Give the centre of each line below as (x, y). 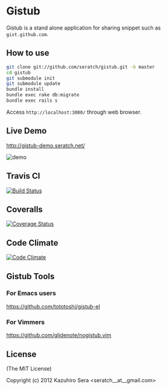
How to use (28, 53)
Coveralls (25, 209)
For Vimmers (26, 322)
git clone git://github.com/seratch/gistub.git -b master (80, 67)
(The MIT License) (29, 368)
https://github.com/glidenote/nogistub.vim (59, 335)
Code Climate (32, 243)
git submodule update (33, 84)
